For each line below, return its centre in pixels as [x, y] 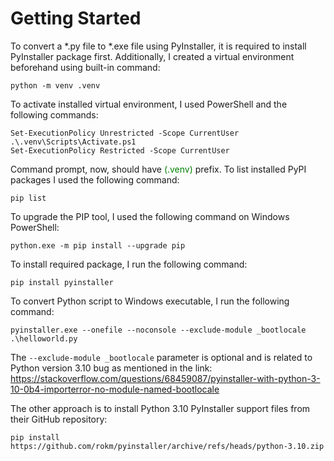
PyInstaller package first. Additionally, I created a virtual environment [152, 56]
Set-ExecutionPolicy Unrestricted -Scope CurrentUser [125, 133]
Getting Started [76, 18]
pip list [28, 198]
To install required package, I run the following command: [129, 264]
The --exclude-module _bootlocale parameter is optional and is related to [161, 357]
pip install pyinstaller [62, 282]
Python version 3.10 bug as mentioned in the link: [111, 368]
